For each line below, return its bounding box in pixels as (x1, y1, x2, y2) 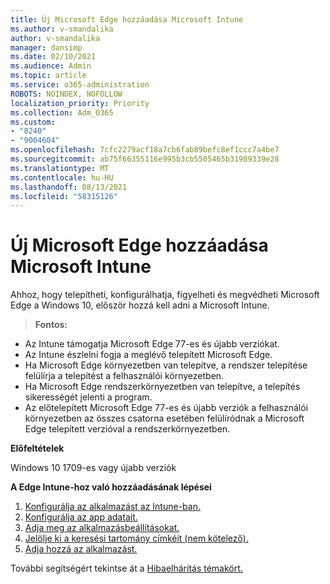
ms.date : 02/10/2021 (10, 52, 97, 62)
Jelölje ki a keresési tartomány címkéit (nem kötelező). (24, 532, 249, 545)
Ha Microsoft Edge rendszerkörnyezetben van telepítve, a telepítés (24, 381, 301, 393)
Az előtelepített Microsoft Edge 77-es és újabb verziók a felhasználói (24, 402, 309, 414)
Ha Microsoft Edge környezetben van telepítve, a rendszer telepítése (24, 359, 308, 371)
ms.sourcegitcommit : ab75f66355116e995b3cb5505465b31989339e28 (10, 154, 280, 164)
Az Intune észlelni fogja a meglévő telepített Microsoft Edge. (24, 349, 273, 361)
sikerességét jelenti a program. (24, 391, 153, 403)
